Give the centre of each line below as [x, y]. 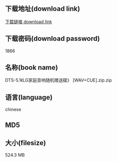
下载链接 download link [29, 22]
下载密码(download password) [53, 39]
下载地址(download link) [43, 9]
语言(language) [29, 97]
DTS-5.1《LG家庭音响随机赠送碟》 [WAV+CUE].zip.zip [58, 80]
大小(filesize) [25, 143]
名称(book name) [32, 68]
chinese [13, 109]
